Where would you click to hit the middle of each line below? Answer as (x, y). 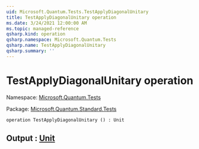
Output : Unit (31, 138)
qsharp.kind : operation (36, 34)
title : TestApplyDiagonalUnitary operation (61, 17)
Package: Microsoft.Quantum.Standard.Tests (61, 109)
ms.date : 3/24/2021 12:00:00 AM (46, 23)
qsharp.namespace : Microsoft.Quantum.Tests (61, 40)
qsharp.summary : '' (31, 51)
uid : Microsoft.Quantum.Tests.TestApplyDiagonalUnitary (77, 12)
